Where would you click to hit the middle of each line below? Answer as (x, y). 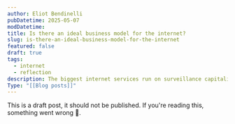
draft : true (24, 53)
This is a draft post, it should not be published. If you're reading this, (106, 105)
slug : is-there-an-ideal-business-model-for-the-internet (93, 40)
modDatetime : (26, 27)
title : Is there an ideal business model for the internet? (97, 33)
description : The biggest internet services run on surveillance (104, 79)
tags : (15, 60)
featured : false (31, 46)
